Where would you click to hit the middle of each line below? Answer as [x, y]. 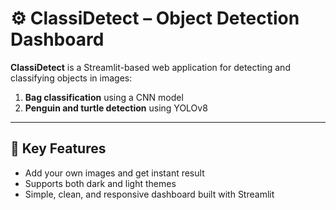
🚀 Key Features [58, 148]
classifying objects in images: [71, 78]
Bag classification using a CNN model [104, 97]
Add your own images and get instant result [114, 173]
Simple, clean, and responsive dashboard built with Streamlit [149, 194]
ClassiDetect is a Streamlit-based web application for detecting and [150, 67]
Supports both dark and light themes [100, 183]
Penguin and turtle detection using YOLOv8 [116, 108]
